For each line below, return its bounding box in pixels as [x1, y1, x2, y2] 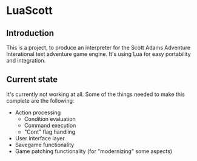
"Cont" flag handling [24, 128, 76, 135]
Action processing [15, 109, 61, 116]
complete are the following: [6, 97, 75, 104]
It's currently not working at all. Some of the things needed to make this [6, 91, 185, 98]
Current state [6, 74, 58, 85]
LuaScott [6, 4, 53, 18]
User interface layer [15, 134, 65, 142]
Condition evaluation [24, 115, 76, 122]
